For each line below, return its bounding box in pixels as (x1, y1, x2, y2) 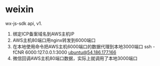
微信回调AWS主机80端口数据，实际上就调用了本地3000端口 (12, 55, 138, 61)
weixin (5, 4, 34, 15)
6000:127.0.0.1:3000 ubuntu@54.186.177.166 (25, 49, 117, 55)
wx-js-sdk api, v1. (5, 20, 42, 26)
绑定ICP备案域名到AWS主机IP (12, 30, 75, 37)
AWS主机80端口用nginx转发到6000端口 (12, 37, 96, 43)
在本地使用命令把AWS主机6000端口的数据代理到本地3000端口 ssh (12, 43, 152, 49)
